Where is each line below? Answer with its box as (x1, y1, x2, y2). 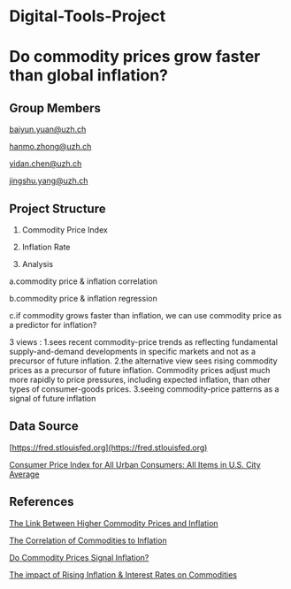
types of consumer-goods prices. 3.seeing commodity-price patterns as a (9, 384, 280, 394)
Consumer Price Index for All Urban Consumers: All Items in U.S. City (9, 459, 261, 470)
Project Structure (9, 201, 106, 216)
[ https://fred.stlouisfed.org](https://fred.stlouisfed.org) (9, 442, 208, 453)
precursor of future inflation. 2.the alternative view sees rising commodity (9, 356, 278, 366)
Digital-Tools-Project (9, 6, 166, 27)
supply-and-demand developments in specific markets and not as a (9, 347, 257, 356)
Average (9, 469, 40, 479)
